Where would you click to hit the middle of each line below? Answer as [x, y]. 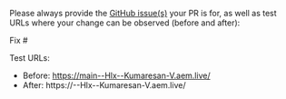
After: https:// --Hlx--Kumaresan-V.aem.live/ [104, 85]
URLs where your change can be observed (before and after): [125, 23]
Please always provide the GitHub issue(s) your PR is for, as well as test [143, 13]
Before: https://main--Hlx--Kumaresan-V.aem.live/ [116, 75]
